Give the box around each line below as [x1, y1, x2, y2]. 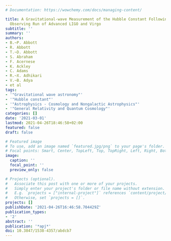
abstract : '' [5, 219, 33, 224]
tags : [5, 87, 17, 92]
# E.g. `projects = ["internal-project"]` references [5, 191, 126, 196]
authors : [5, 36, 24, 41]
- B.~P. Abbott [5, 40, 38, 46]
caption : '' [10, 158, 36, 163]
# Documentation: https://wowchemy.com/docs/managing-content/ [5, 7, 142, 13]
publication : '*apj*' [5, 224, 51, 229]
